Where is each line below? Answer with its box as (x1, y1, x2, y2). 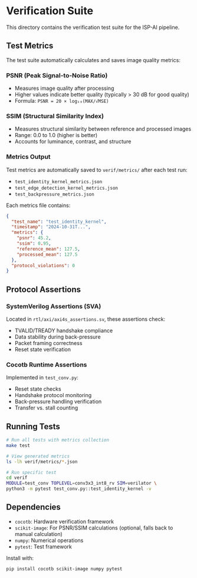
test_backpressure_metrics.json (14, 191, 94, 197)
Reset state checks (14, 385, 61, 392)
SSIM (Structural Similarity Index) (6, 112, 104, 120)
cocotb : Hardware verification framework (14, 518, 114, 525)
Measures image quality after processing (14, 85, 114, 92)
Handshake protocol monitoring (14, 392, 92, 399)
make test (6, 442, 31, 449)
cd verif (6, 475, 28, 481)
